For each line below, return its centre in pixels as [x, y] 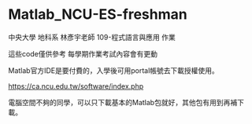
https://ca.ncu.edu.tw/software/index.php [76, 86]
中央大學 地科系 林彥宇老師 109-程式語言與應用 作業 [92, 37]
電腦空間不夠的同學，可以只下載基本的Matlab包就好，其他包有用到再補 [123, 102]
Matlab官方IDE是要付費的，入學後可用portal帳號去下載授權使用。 [113, 70]
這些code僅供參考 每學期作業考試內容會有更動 [83, 53]
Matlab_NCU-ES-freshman [98, 15]
